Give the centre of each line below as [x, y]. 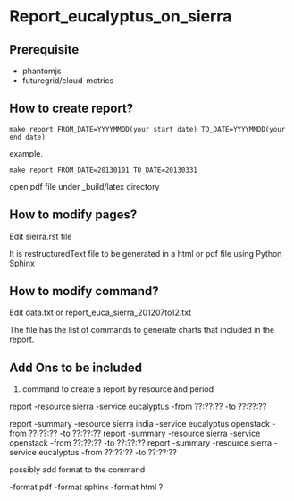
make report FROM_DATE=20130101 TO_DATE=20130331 [104, 170]
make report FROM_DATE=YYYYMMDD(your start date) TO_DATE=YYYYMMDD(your [147, 129]
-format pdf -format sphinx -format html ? [86, 487]
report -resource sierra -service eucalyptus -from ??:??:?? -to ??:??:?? [138, 407]
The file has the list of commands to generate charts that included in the [142, 330]
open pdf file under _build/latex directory [84, 186]
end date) [28, 137]
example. [26, 153]
